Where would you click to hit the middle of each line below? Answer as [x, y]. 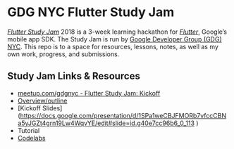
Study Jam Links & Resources [74, 76]
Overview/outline [42, 101]
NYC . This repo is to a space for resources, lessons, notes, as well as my [113, 46]
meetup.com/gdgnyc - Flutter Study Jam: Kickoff [89, 93]
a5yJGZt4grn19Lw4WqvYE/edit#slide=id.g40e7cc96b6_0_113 [106, 123]
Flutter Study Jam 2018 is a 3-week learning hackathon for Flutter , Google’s [117, 32]
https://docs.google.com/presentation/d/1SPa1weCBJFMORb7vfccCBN [123, 115]
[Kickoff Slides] [40, 108]
